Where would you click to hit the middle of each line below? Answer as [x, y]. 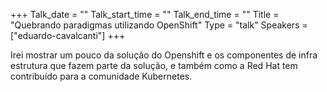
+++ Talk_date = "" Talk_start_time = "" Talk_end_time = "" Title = [145, 14]
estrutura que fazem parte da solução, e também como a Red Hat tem [154, 65]
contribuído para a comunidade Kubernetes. [101, 76]
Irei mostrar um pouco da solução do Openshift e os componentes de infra [164, 55]
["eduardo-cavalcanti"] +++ [68, 35]
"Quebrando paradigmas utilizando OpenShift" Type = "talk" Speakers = [159, 25]
